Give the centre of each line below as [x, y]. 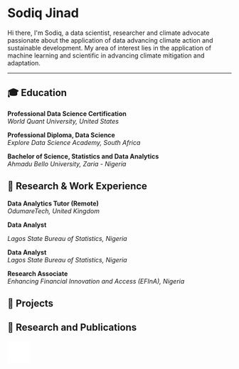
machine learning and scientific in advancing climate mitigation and [106, 55]
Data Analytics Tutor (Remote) [53, 203]
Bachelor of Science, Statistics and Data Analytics [83, 156]
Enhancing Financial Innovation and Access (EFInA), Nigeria [96, 281]
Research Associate [38, 273]
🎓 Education [37, 93]
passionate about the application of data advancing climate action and [110, 40]
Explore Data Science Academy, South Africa [74, 142]
